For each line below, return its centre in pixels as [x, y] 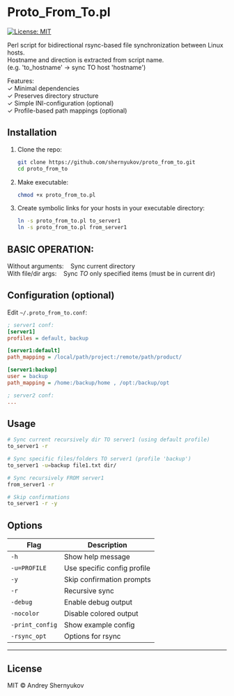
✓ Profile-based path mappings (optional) [67, 110]
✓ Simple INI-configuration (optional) [61, 103]
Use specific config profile [107, 568]
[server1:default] [34, 351]
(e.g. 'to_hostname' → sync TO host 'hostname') [77, 67]
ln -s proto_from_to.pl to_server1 [69, 221]
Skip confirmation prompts [107, 579]
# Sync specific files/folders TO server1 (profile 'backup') [99, 459]
